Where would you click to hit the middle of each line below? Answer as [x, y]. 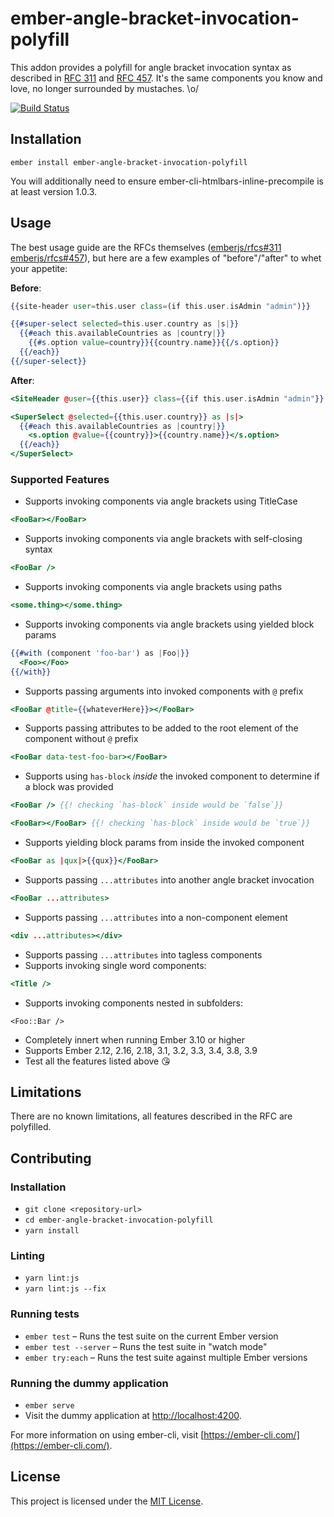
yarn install [52, 1231]
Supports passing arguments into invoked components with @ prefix [164, 691]
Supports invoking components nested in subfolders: [134, 1003]
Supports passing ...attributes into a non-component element [156, 917]
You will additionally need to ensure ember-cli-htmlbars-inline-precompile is [167, 181]
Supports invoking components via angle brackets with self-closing [163, 539]
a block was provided [69, 787]
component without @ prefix [81, 739]
